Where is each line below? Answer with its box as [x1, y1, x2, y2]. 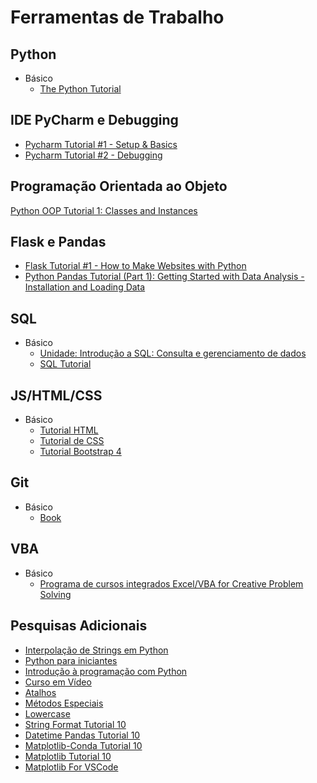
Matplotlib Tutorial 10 [24, 750, 112, 762]
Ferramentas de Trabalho [10, 6, 225, 29]
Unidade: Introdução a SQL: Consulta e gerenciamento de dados [39, 347, 307, 360]
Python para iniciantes [24, 654, 118, 666]
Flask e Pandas [10, 234, 107, 251]
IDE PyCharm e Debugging [10, 112, 179, 129]
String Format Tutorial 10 [24, 718, 127, 730]
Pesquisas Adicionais [10, 617, 148, 635]
